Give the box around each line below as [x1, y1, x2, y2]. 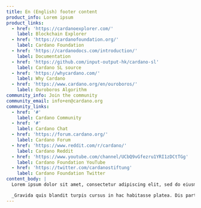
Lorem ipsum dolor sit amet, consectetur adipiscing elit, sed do [11, 182, 181, 188]
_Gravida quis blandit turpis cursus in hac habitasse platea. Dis [11, 192, 184, 198]
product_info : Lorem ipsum [6, 14, 74, 20]
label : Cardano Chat [17, 126, 68, 132]
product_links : [6, 20, 44, 26]
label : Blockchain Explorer [17, 31, 87, 37]
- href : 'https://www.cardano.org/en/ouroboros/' [11, 82, 138, 88]
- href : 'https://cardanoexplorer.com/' [11, 25, 114, 32]
